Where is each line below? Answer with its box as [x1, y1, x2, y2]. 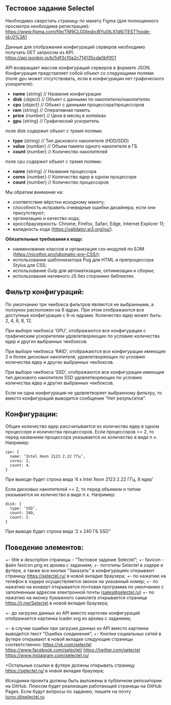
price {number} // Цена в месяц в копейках [12, 112, 106, 118]
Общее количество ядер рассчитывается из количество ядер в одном [5, 423, 159, 429]
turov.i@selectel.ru [5, 694, 45, 700]
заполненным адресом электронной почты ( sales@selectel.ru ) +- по [5, 589, 155, 595]
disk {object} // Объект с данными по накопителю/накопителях [12, 96, 151, 102]
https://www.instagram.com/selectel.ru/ [5, 652, 89, 659]
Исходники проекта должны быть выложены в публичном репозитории [5, 677, 162, 684]
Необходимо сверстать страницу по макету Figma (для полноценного [5, 17, 159, 23]
